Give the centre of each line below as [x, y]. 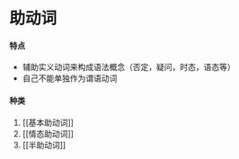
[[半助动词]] [44, 145]
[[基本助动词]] [48, 122]
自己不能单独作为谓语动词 [70, 78]
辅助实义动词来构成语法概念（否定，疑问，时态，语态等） [128, 67]
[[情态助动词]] [48, 133]
